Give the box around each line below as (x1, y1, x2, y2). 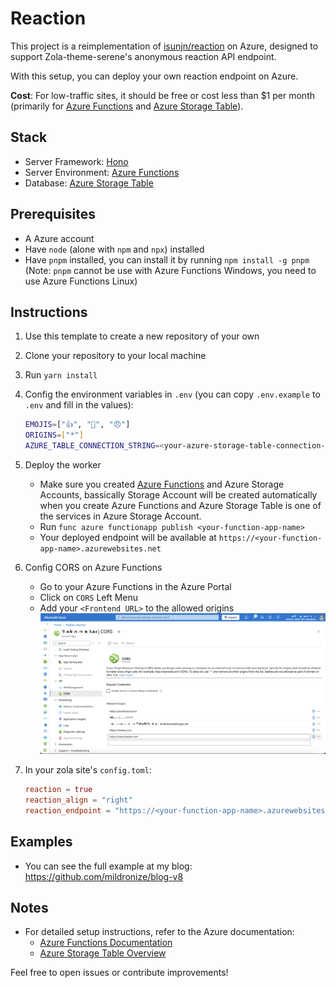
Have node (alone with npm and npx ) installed (24, 243, 205, 255)
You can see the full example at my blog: (24, 860, 193, 872)
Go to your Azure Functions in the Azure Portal (39, 581, 232, 592)
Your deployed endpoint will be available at (39, 532, 217, 543)
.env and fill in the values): (24, 399, 134, 411)
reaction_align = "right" (24, 795, 133, 805)
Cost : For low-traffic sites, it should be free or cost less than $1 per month (10, 89, 315, 101)
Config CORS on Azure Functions (24, 562, 163, 573)
